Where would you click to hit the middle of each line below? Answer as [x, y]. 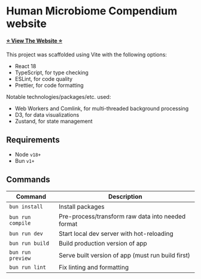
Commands [28, 180]
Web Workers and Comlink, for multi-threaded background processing [102, 108]
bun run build [29, 243]
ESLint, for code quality [44, 78]
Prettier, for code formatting [49, 85]
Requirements [33, 140]
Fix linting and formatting [94, 267]
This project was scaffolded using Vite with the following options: [87, 54]
